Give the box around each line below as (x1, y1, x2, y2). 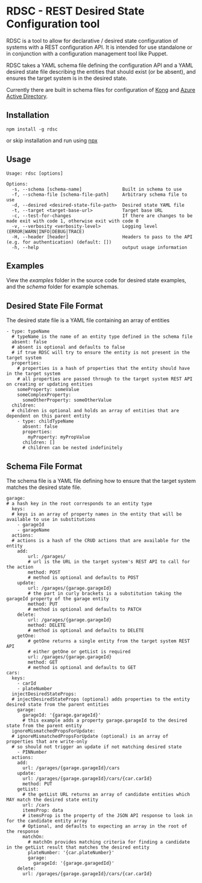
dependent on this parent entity (6, 413, 90, 419)
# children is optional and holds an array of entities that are (11, 408, 180, 414)
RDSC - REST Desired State (6, 4, 145, 18)
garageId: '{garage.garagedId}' (33, 860, 115, 866)
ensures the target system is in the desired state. (6, 74, 128, 82)
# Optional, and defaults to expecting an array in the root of (22, 823, 188, 829)
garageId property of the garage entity (6, 596, 110, 602)
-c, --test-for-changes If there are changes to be (11, 213, 193, 219)
